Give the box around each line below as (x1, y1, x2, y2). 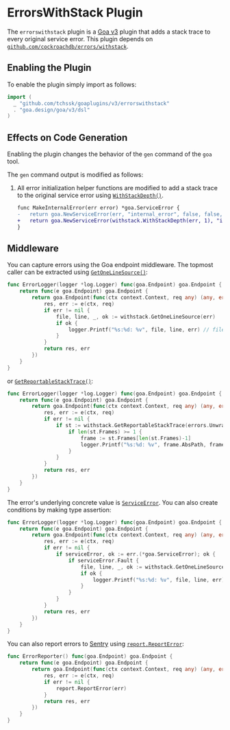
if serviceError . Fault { (68, 557, 139, 564)
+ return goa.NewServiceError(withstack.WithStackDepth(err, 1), (16, 217, 214, 224)
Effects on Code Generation (7, 132, 128, 144)
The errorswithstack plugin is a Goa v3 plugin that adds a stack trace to (7, 27, 211, 36)
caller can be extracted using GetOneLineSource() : (7, 268, 149, 276)
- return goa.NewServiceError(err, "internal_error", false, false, (16, 211, 223, 218)
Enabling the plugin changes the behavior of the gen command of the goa (7, 150, 212, 159)
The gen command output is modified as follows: (7, 170, 144, 179)
